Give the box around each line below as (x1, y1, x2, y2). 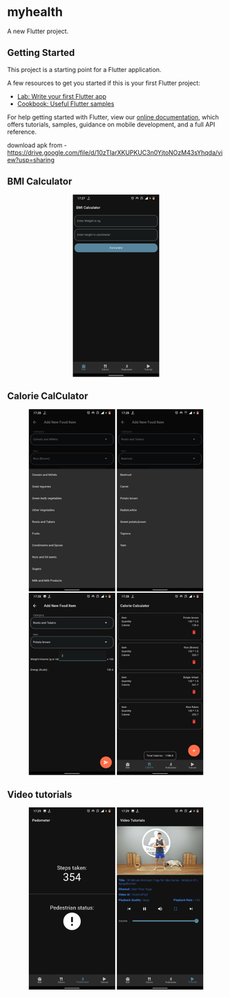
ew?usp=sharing (7, 155, 55, 164)
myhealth (7, 4, 64, 20)
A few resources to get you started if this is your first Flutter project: (7, 79, 200, 87)
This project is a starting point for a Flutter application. (7, 65, 162, 73)
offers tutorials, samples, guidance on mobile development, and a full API (7, 120, 215, 129)
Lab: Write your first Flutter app (17, 92, 107, 100)
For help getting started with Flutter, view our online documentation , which (7, 113, 220, 121)
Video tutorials (7, 788, 73, 800)
